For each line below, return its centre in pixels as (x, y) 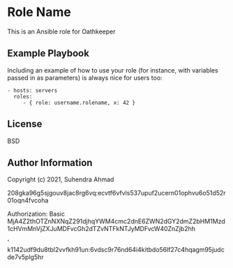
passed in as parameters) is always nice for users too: (85, 77)
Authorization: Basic (36, 214)
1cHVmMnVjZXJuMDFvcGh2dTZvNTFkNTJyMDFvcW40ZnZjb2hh (101, 229)
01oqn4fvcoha (28, 200)
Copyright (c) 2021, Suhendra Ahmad (61, 179)
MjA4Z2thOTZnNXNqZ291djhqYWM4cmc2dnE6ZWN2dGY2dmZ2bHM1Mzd (116, 221)
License (25, 124)
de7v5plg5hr (25, 257)
